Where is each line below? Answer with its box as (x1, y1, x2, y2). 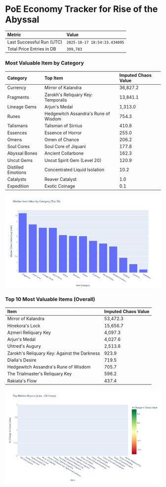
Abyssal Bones (7, 150, 38, 157)
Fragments (7, 94, 30, 100)
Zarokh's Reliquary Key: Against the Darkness (7, 350, 100, 356)
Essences (7, 130, 27, 136)
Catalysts (7, 176, 27, 182)
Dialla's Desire (7, 357, 37, 363)
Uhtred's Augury (7, 343, 41, 349)
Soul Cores (7, 144, 30, 150)
